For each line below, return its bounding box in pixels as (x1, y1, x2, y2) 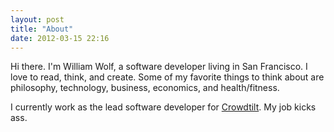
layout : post (10, 14, 65, 25)
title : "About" (10, 24, 74, 34)
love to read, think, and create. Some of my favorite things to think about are (10, 71, 325, 83)
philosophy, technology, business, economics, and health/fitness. (10, 82, 280, 94)
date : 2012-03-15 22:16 (10, 33, 110, 43)
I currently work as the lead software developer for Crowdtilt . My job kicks (10, 101, 317, 113)
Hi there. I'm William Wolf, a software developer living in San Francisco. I (10, 61, 308, 73)
